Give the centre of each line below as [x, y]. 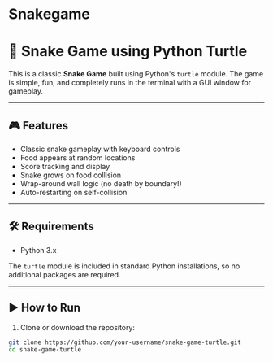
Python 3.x [38, 250]
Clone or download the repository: [78, 327]
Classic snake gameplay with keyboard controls [100, 149]
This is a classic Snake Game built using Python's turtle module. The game [136, 74]
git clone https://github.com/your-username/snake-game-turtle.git [125, 342]
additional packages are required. [65, 274]
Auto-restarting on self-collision [74, 192]
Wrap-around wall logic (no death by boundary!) [101, 183]
